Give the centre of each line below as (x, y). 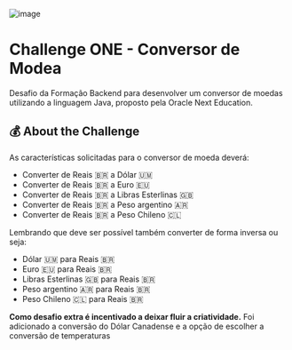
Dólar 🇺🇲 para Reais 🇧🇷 (68, 259)
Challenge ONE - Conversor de (125, 50)
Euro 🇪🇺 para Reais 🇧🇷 (67, 269)
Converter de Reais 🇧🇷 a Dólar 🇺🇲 (87, 174)
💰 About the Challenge (75, 132)
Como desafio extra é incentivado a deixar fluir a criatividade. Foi (132, 316)
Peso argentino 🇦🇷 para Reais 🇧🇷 (86, 289)
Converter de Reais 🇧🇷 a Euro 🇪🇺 (86, 184)
